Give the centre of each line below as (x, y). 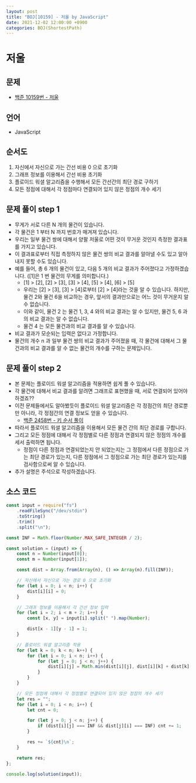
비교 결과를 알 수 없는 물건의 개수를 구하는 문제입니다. (91, 348)
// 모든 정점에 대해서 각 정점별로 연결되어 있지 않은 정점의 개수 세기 (90, 693)
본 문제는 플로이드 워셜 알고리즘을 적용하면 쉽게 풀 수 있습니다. (85, 383)
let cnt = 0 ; (43, 710)
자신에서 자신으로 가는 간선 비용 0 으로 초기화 (66, 167)
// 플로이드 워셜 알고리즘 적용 (49, 645)
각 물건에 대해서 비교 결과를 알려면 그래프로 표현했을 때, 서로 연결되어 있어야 (101, 391)
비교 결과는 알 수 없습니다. (59, 319)
